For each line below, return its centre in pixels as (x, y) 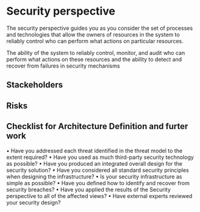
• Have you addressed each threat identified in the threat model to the (95, 150)
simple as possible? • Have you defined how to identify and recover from (98, 183)
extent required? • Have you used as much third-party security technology (100, 157)
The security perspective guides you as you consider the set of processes (100, 28)
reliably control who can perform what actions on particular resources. (95, 41)
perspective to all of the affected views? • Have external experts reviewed (99, 196)
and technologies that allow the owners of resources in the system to (93, 34)
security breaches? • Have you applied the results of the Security (88, 189)
